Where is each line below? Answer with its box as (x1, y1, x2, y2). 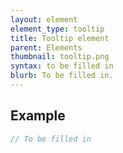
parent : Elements (10, 42, 83, 53)
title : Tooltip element (10, 33, 110, 43)
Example (10, 107, 66, 125)
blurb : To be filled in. (10, 71, 114, 81)
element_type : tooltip (10, 24, 105, 34)
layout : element (10, 14, 78, 25)
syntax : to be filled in (10, 61, 114, 71)
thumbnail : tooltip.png (10, 52, 110, 62)
